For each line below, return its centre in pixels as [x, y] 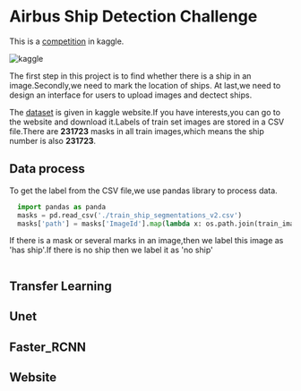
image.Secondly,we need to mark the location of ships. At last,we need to [145, 85]
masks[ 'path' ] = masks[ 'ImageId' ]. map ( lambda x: [110, 224]
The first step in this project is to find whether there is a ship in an [130, 76]
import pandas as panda [61, 207]
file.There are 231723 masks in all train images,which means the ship [137, 131]
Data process [47, 169]
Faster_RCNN [48, 347]
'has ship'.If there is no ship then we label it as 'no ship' [111, 250]
